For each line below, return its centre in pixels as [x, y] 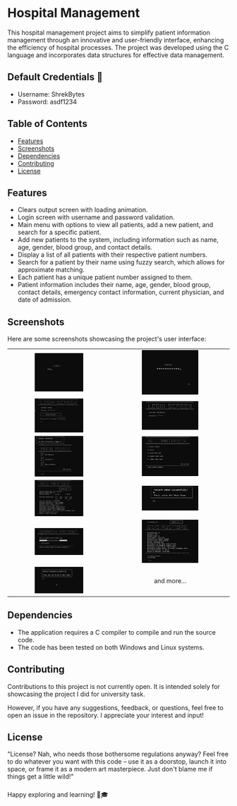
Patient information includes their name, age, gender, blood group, [114, 285]
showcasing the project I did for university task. [77, 694]
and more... [170, 581]
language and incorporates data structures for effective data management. [116, 55]
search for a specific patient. [59, 232]
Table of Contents [48, 124]
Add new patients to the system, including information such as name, [118, 240]
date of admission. [44, 300]
